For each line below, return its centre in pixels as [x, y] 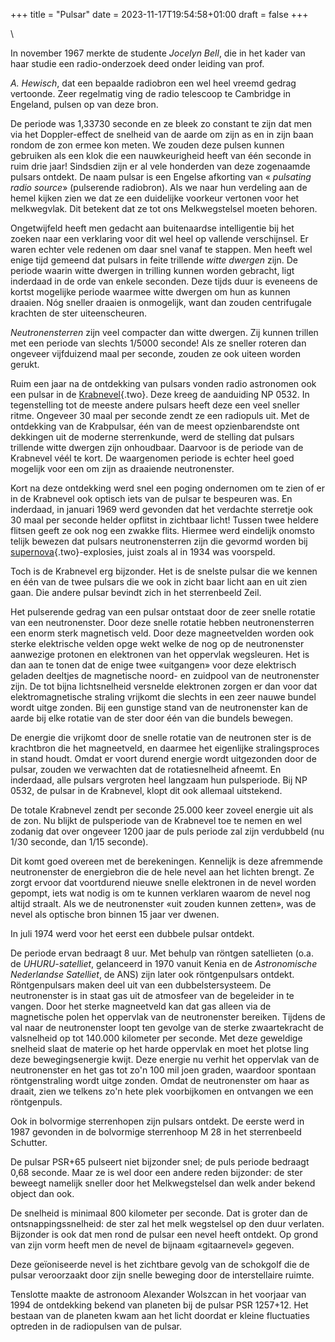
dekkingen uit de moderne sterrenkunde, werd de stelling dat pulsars [152, 437]
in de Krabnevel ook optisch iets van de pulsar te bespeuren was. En [151, 498]
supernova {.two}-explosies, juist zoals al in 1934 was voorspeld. [143, 552]
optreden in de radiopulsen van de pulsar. [96, 1326]
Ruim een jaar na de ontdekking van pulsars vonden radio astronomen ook [163, 383]
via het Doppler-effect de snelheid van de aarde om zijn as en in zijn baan [162, 134]
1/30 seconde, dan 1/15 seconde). [79, 842]
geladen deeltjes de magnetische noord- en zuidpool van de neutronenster [165, 675]
